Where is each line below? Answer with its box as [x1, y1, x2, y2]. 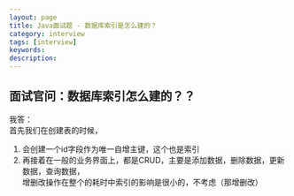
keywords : [9, 46, 46, 55]
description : [9, 54, 58, 63]
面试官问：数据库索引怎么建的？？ [9, 89, 196, 104]
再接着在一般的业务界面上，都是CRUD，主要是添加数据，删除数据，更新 [21, 155, 285, 165]
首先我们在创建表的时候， [9, 124, 103, 135]
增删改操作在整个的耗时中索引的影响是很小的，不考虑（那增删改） [21, 177, 263, 187]
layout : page [9, 12, 58, 22]
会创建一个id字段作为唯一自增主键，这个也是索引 [21, 143, 200, 155]
